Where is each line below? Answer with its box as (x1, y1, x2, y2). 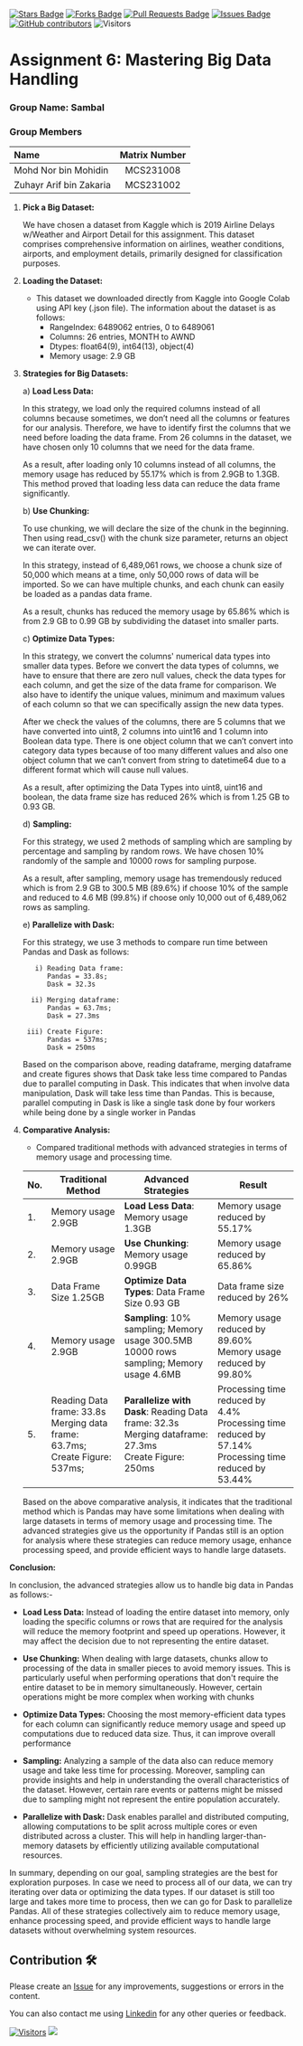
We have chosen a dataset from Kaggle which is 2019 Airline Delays (22, 220, 275, 231)
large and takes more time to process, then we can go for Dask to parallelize (9, 1896, 293, 1908)
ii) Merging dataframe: (31, 996, 120, 1005)
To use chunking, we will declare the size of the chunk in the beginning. (22, 523, 289, 534)
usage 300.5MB (124, 1334, 193, 1347)
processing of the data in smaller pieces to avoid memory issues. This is (22, 1662, 291, 1673)
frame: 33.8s (50, 1406, 106, 1418)
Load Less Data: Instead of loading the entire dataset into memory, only (22, 1606, 290, 1618)
